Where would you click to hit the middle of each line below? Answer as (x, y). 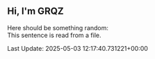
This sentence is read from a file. (55, 35)
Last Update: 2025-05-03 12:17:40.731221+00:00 (77, 48)
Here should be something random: (58, 27)
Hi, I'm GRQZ (35, 11)
